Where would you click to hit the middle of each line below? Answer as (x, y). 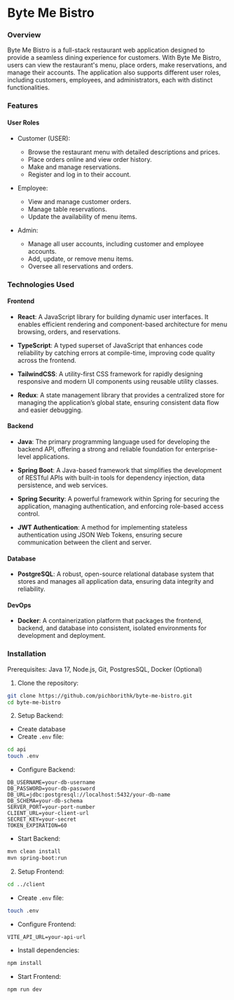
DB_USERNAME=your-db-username (51, 783)
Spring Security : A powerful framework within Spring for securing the (118, 499)
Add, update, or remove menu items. (81, 259)
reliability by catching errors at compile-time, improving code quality (116, 352)
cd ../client (26, 884)
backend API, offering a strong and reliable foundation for (101, 449)
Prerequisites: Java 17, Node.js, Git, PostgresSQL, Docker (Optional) (105, 669)
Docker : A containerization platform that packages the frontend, (110, 621)
